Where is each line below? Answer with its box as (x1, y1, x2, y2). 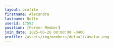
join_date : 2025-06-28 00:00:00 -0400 (4, 30, 85, 35)
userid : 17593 (4, 21, 34, 26)
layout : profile (4, 7, 38, 12)
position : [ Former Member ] (4, 25, 60, 30)
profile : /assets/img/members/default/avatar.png (4, 35, 110, 40)
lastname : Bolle (4, 16, 38, 21)
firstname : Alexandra (4, 12, 50, 17)
